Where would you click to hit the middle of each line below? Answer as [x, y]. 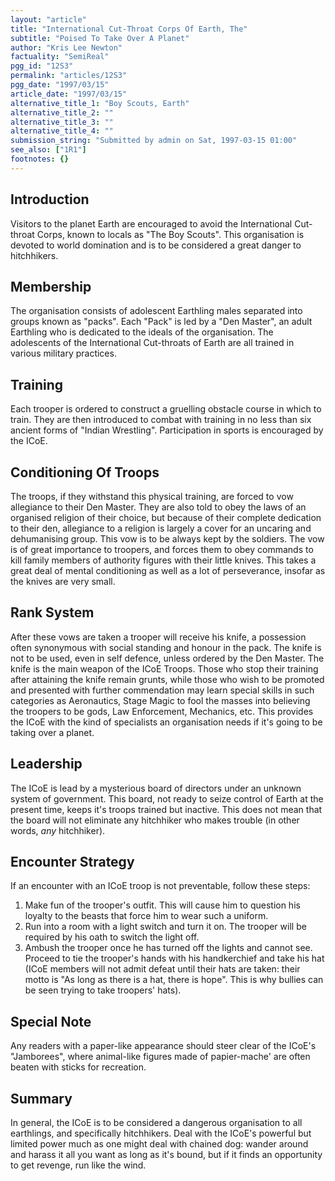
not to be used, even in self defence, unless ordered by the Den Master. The [167, 658]
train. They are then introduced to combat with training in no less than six [161, 420]
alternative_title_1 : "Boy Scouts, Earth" [100, 103]
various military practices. [63, 353]
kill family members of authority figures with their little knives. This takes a [163, 560]
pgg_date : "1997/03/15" [60, 85]
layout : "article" [48, 19]
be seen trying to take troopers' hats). [103, 990]
